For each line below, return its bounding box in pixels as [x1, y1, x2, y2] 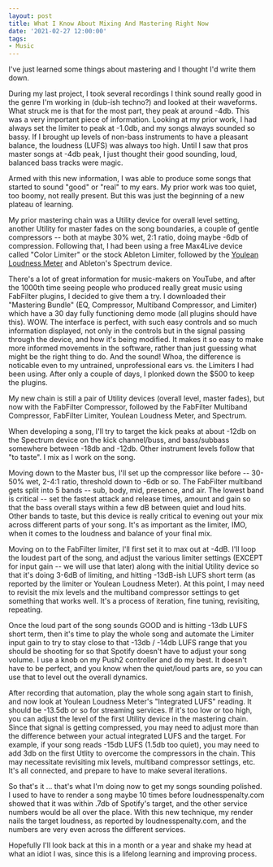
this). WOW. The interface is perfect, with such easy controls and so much [8, 318, 258, 327]
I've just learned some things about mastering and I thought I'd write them [8, 64, 256, 74]
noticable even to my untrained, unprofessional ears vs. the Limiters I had [8, 361, 254, 371]
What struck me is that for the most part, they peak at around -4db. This [8, 106, 250, 116]
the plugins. [8, 378, 48, 388]
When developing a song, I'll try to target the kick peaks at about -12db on [8, 427, 257, 436]
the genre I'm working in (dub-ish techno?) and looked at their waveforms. [8, 98, 258, 107]
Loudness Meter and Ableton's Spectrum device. [8, 258, 172, 268]
